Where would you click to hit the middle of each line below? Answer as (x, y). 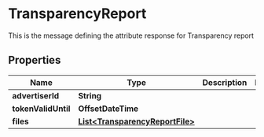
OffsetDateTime (108, 109)
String (90, 95)
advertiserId (36, 95)
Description (225, 82)
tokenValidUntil (41, 109)
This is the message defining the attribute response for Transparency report (131, 35)
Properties (35, 60)
